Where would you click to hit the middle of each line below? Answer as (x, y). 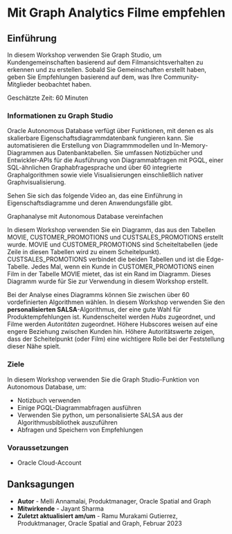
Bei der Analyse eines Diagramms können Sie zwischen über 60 (98, 295)
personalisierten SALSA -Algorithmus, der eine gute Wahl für (94, 310)
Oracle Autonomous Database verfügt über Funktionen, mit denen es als (110, 131)
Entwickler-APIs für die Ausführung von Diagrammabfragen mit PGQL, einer (115, 160)
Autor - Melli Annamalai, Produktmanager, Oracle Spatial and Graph (114, 501)
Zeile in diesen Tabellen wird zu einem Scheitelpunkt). (84, 252)
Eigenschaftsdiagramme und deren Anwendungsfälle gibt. (90, 203)
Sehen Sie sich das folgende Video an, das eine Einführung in (95, 196)
